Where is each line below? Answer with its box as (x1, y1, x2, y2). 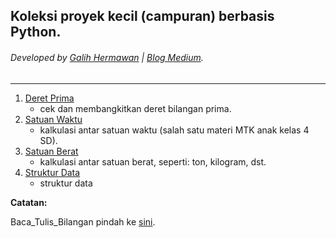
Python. (10, 24, 62, 41)
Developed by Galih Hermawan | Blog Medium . (10, 51, 204, 63)
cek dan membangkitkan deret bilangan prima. (39, 102, 232, 114)
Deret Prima (24, 92, 75, 104)
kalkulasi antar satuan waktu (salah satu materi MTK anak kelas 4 (39, 124, 310, 136)
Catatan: (10, 196, 48, 208)
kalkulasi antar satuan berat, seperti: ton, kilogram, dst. (39, 155, 267, 168)
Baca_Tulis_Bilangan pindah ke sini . (10, 215, 156, 228)
